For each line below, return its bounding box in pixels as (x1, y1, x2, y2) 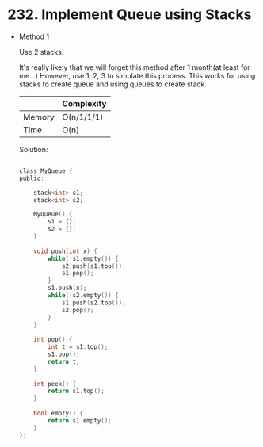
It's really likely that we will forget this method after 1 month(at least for (18, 62, 250, 72)
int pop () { (33, 335, 73, 344)
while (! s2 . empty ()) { (48, 292, 120, 300)
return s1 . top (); (48, 387, 105, 395)
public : (18, 174, 44, 182)
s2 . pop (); (61, 306, 94, 314)
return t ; (48, 357, 80, 365)
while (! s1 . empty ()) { (48, 254, 120, 262)
